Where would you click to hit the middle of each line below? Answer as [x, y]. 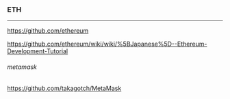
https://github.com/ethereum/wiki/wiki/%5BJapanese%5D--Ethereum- [107, 44]
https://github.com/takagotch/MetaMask [64, 88]
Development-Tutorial [38, 51]
